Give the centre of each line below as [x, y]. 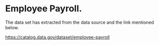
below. [12, 27]
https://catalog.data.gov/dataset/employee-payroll [57, 37]
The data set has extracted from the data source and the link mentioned [80, 22]
